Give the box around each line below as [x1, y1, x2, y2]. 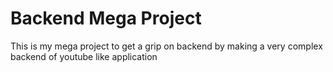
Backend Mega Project [10, 7, 202, 30]
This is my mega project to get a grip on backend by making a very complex [10, 40, 323, 52]
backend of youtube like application [10, 50, 158, 62]
